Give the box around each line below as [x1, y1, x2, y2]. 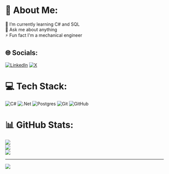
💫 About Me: [5, 5, 58, 16]
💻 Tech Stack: [5, 80, 67, 92]
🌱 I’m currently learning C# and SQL [5, 21, 80, 27]
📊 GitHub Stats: [5, 119, 74, 130]
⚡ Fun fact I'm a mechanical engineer [5, 32, 82, 38]
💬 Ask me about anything [5, 26, 57, 32]
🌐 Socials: [5, 49, 38, 57]
